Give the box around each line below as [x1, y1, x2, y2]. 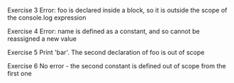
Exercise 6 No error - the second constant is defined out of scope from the [7, 62, 226, 70]
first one [7, 70, 32, 77]
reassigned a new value [7, 34, 77, 43]
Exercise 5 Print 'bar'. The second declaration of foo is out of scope [7, 49, 205, 56]
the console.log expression [7, 13, 87, 22]
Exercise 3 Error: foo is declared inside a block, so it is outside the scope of [7, 6, 228, 14]
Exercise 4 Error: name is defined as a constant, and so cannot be [7, 27, 200, 35]
